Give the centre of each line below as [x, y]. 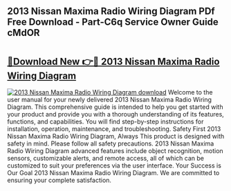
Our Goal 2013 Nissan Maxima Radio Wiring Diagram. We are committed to [113, 173]
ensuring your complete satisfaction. [59, 180]
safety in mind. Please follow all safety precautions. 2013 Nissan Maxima [111, 143]
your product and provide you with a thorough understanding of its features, [116, 114]
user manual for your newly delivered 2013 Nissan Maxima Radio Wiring [110, 100]
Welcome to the [190, 92]
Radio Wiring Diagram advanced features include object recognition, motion [115, 151]
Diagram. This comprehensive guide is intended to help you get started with [115, 107]
